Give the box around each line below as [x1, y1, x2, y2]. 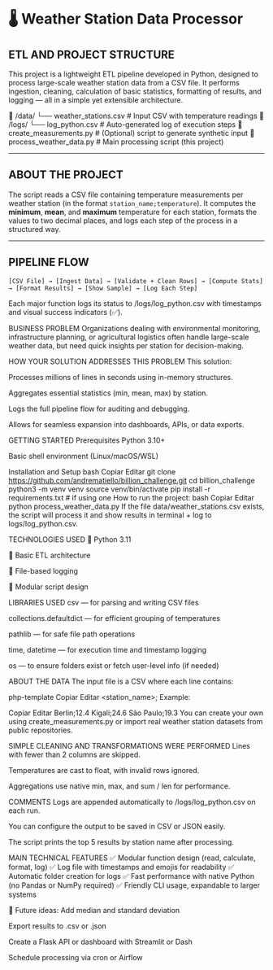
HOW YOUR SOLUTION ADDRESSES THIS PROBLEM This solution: [8, 356, 232, 366]
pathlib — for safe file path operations [8, 629, 136, 639]
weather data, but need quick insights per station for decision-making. [8, 340, 244, 350]
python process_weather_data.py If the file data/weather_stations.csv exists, [8, 501, 265, 511]
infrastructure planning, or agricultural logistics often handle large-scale [8, 332, 249, 342]
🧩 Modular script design [8, 582, 89, 592]
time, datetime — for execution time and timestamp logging [8, 644, 207, 654]
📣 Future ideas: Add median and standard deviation [8, 905, 180, 915]
